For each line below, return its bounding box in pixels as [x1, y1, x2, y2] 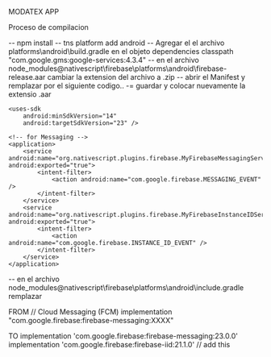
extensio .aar [8, 89, 52, 99]
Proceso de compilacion [8, 23, 89, 31]
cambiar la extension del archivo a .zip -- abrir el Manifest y [47, 73, 246, 81]
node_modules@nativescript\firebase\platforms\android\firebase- [8, 64, 227, 73]
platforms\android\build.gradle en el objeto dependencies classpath [8, 47, 234, 56]
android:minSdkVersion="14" [23, 112, 117, 120]
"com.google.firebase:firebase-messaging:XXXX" [8, 316, 174, 325]
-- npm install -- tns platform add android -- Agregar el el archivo [8, 38, 225, 48]
